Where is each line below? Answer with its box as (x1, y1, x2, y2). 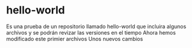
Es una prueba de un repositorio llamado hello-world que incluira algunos (6, 23, 187, 30)
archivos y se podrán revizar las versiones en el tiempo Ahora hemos (6, 29, 176, 36)
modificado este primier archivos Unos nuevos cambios (6, 35, 143, 42)
